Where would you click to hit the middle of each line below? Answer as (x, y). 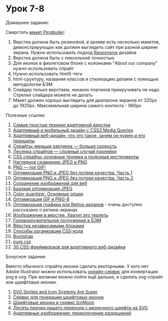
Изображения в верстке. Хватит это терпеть (60, 215)
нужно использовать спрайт (43, 68)
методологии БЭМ (33, 84)
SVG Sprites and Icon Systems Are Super (55, 292)
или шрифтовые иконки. (31, 282)
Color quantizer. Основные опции (48, 194)
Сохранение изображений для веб (50, 183)
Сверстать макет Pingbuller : (35, 32)
